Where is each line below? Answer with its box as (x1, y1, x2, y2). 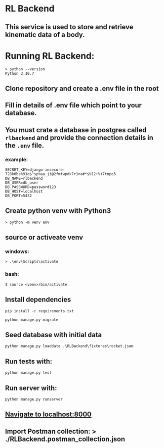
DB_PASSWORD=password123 (5, 184, 56, 190)
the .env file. (5, 141, 44, 149)
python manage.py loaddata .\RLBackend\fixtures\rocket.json (5, 344, 134, 349)
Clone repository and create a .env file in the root (5, 84, 159, 93)
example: (5, 156, 28, 163)
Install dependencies (5, 296, 71, 304)
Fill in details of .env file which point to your (5, 101, 142, 109)
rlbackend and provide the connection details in (5, 133, 154, 142)
